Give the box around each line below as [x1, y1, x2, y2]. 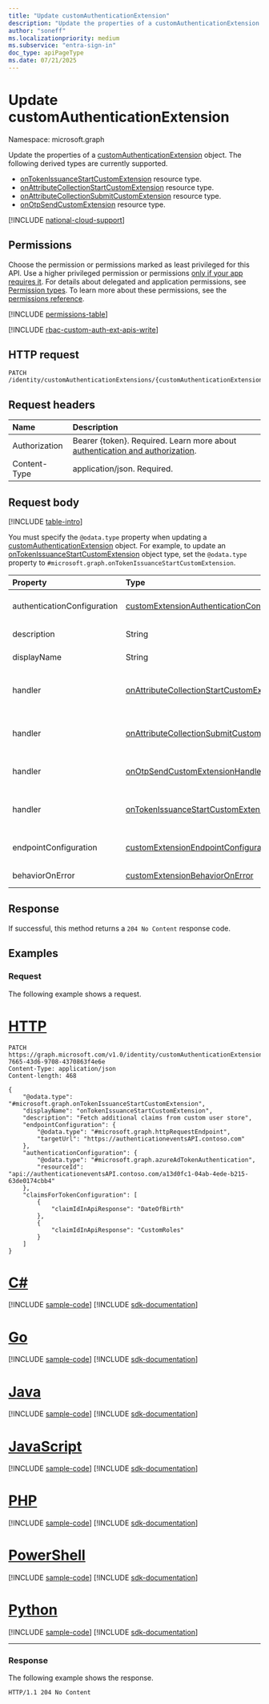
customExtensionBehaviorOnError [125, 870, 254, 882]
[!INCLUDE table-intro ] [8, 517, 83, 527]
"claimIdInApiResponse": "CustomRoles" [50, 1226, 184, 1234]
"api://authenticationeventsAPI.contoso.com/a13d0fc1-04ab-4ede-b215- [8, 1169, 249, 1178]
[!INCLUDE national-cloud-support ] [8, 215, 126, 224]
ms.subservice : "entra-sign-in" [8, 42, 116, 50]
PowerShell [8, 1546, 86, 1565]
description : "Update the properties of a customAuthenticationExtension [8, 19, 260, 27]
